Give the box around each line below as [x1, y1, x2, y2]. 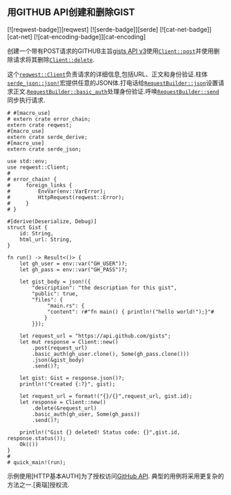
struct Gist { [7, 224, 48, 231]
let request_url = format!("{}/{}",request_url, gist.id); [19, 392, 193, 399]
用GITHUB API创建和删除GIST [7, 6, 136, 19]
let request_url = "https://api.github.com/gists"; [19, 333, 171, 339]
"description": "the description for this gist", [32, 284, 177, 291]
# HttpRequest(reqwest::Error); [7, 193, 125, 201]
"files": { [32, 296, 63, 303]
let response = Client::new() [19, 399, 107, 406]
